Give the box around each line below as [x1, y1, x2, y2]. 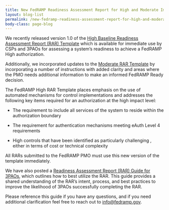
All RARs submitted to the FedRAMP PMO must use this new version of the [5, 153, 159, 159]
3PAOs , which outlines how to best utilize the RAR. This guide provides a [5, 173, 156, 179]
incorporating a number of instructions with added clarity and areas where [5, 66, 159, 73]
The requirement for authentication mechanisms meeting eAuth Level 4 [12, 122, 160, 128]
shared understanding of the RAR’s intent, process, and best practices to [5, 178, 156, 184]
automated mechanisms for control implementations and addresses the [5, 92, 153, 98]
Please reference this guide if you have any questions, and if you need [5, 193, 151, 199]
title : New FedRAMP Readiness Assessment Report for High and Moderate [5, 7, 158, 13]
